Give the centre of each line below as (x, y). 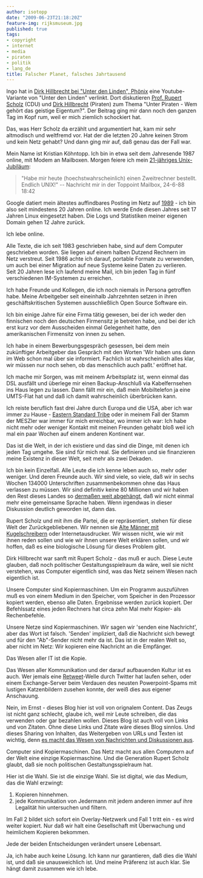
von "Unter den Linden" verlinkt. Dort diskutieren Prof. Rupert (105, 98)
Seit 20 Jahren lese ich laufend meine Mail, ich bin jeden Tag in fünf (91, 272)
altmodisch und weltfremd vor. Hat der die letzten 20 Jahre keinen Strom (97, 135)
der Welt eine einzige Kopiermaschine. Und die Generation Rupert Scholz (98, 758)
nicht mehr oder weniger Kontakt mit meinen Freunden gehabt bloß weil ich (100, 427)
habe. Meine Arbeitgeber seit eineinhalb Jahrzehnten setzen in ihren (92, 297)
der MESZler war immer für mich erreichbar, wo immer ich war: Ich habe (96, 421)
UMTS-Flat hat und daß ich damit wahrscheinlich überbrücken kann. (92, 396)
